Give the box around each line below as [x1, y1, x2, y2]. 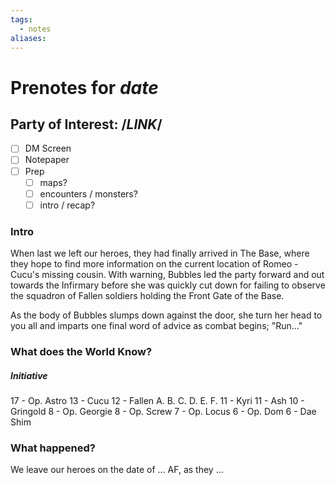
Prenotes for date [10, 76, 159, 99]
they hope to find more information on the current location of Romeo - [10, 258, 299, 270]
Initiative [10, 369, 48, 381]
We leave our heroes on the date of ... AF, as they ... [10, 464, 224, 476]
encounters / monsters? [39, 187, 138, 200]
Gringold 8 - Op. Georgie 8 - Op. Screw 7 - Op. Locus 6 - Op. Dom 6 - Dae [10, 405, 317, 417]
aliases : [10, 33, 47, 43]
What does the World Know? [10, 344, 153, 358]
